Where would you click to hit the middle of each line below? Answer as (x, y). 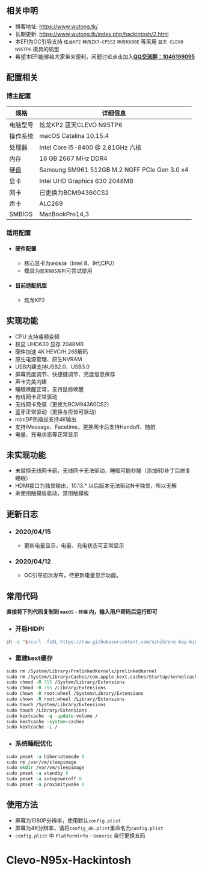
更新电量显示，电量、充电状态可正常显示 (74, 545)
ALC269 (51, 204)
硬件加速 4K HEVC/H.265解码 (51, 352)
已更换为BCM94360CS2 (74, 193)
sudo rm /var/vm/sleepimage (41, 762)
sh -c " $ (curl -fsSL (32, 642)
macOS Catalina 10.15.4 (74, 135)
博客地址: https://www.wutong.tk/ (56, 26)
